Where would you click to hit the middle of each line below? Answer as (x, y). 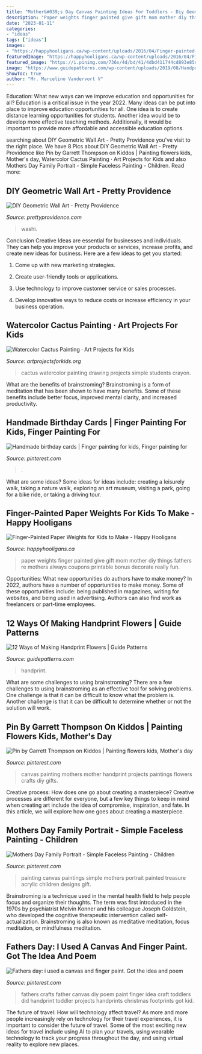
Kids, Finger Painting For (53, 432)
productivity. (22, 403)
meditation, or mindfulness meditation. (54, 928)
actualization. (23, 921)
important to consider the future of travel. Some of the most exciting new (96, 1025)
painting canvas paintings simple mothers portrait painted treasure (103, 877)
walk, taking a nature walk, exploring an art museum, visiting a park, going (98, 488)
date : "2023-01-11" (31, 23)
